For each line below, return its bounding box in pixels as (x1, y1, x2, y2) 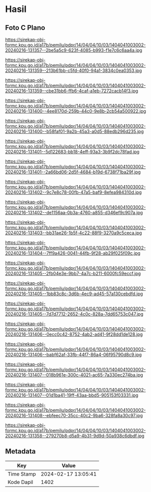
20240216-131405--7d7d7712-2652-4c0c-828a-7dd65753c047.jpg (5, 311, 144, 317)
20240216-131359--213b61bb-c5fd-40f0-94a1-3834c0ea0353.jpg (5, 67, 142, 73)
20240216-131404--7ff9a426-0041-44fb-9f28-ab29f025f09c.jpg (5, 250, 141, 256)
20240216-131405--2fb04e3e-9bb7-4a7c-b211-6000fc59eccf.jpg (5, 271, 141, 276)
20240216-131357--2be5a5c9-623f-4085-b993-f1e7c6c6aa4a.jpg (5, 47, 143, 53)
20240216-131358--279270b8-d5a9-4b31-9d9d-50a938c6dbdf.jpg (5, 433, 145, 439)
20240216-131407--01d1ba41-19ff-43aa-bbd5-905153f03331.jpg (5, 392, 139, 398)
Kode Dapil (7, 479, 33, 486)
